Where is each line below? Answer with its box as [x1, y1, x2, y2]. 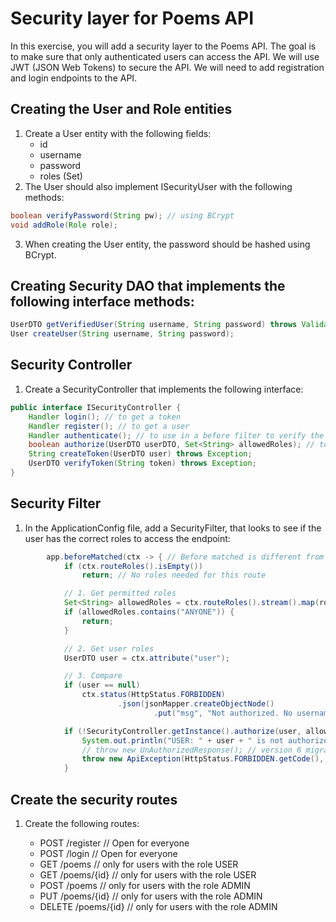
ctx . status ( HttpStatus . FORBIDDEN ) [81, 690, 226, 700]
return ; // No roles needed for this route [81, 570, 267, 581]
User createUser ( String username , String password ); [10, 329, 235, 339]
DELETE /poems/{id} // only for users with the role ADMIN [39, 901, 278, 912]
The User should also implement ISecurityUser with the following [24, 180, 293, 192]
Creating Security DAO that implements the [10, 277, 286, 294]
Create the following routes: [24, 818, 140, 829]
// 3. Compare [63, 671, 123, 681]
